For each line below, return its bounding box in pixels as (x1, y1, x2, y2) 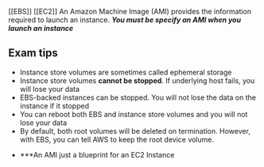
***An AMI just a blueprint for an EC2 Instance (19, 150, 175, 159)
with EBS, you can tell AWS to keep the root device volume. (19, 135, 215, 144)
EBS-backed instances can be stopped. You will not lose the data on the (19, 93, 257, 102)
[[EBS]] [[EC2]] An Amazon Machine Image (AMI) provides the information (8, 7, 252, 16)
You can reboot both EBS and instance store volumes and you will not (19, 109, 248, 119)
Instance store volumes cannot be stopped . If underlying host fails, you (19, 75, 255, 85)
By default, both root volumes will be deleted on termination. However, (19, 126, 250, 135)
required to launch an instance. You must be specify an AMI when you (8, 15, 241, 25)
